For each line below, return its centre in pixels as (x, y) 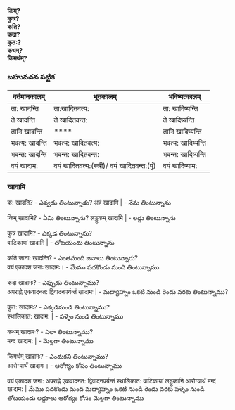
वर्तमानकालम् (29, 97)
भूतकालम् (105, 97)
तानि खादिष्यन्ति (182, 132)
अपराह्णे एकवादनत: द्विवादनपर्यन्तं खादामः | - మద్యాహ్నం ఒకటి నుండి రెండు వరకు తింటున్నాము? (118, 291)
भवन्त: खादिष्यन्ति (184, 155)
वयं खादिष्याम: (180, 166)
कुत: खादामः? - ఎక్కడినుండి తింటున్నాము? (59, 307)
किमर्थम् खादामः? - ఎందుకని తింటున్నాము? (58, 356)
